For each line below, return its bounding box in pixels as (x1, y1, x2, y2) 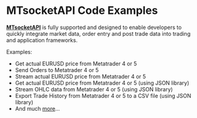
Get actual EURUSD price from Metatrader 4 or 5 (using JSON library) (15, 79, 190, 87)
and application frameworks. (6, 36, 78, 44)
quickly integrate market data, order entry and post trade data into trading (6, 30, 191, 37)
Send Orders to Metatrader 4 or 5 (15, 66, 99, 73)
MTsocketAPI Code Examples (6, 4, 158, 18)
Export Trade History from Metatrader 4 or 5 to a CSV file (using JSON (15, 92, 192, 99)
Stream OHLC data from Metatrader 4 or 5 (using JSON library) (15, 85, 173, 93)
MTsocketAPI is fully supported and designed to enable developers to (6, 24, 182, 31)
